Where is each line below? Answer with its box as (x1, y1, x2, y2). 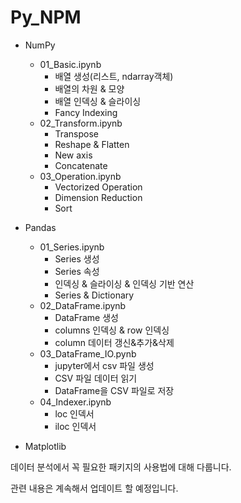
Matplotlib (24, 440, 67, 452)
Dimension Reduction (54, 191, 143, 203)
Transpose (54, 127, 99, 140)
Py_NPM (10, 6, 82, 29)
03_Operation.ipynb (39, 170, 122, 182)
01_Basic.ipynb (39, 58, 102, 70)
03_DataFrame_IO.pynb (39, 347, 137, 360)
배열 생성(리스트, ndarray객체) (54, 70, 174, 82)
